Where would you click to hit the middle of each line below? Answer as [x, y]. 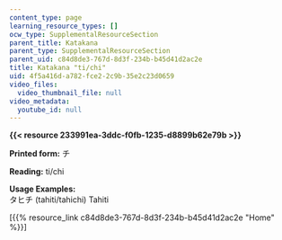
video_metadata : [40, 101]
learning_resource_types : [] [64, 26]
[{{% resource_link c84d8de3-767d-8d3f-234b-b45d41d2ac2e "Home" [142, 218]
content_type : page [46, 18]
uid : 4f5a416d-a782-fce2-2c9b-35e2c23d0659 [92, 76]
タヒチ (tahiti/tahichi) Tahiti [59, 200]
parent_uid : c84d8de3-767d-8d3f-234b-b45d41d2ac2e [106, 59]
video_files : [34, 84]
